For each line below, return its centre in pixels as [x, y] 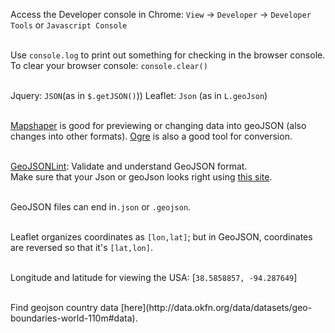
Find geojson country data [64, 307]
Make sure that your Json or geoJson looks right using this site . [141, 177]
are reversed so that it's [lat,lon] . [81, 247]
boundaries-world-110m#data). [74, 318]
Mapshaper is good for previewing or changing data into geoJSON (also [158, 125]
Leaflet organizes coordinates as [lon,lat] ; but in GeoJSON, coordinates [161, 237]
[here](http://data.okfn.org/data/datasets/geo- [216, 307]
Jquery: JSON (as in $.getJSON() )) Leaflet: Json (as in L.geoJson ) [139, 95]
